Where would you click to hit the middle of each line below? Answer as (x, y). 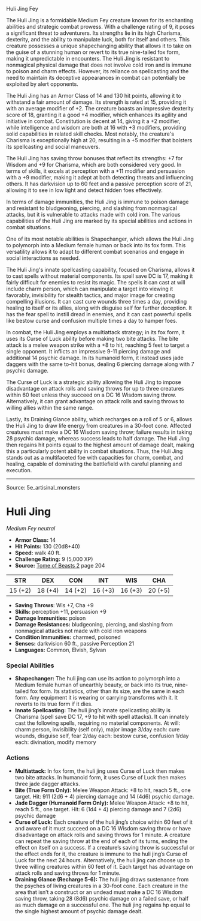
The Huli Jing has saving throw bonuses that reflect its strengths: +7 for (95, 158)
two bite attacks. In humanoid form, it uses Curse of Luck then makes (100, 777)
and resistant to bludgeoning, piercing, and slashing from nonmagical (92, 208)
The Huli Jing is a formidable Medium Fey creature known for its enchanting (100, 20)
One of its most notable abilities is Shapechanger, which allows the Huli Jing (100, 239)
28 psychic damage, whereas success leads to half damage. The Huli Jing (98, 438)
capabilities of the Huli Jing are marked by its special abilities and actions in (99, 221)
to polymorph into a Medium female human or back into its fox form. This (96, 245)
